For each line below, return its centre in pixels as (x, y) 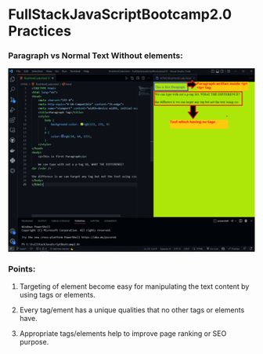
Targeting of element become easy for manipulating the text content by (134, 286)
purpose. (34, 341)
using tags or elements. (57, 294)
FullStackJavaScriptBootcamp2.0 (120, 15)
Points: (22, 269)
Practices (40, 31)
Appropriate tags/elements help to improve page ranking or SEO (123, 333)
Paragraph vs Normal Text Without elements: (95, 56)
